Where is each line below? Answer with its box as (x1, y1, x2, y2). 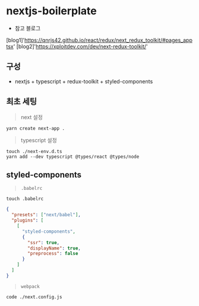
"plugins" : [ (11, 217, 44, 224)
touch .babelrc (6, 196, 44, 202)
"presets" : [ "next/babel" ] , (11, 212, 81, 218)
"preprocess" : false (27, 251, 78, 257)
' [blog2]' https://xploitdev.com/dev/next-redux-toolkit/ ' (13, 43, 149, 50)
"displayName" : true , (27, 245, 81, 251)
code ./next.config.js (6, 293, 62, 300)
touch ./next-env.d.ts (6, 148, 62, 154)
